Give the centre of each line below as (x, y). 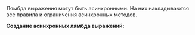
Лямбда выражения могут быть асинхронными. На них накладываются (98, 8)
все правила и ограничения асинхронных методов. (72, 15)
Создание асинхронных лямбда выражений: (65, 26)
